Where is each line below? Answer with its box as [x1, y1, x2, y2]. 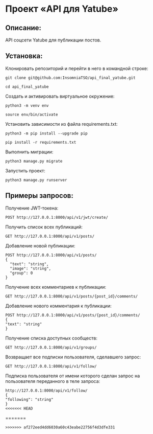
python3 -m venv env [5, 103, 49, 108]
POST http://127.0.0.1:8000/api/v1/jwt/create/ [5, 215, 109, 220]
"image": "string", [10, 266, 52, 271]
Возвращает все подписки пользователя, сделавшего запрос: [5, 354, 141, 360]
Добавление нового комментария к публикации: [5, 303, 112, 309]
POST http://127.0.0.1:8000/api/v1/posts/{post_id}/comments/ [5, 312, 140, 317]
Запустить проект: [5, 167, 46, 174]
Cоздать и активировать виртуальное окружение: [5, 93, 115, 99]
